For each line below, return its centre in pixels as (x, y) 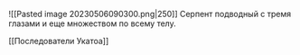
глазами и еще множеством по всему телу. (93, 23)
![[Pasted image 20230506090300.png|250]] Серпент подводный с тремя (150, 14)
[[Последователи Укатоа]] (59, 41)
